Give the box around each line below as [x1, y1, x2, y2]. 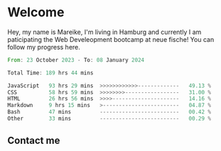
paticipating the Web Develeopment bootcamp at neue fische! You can [7, 35, 215, 43]
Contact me [7, 135, 60, 147]
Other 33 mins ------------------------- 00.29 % [7, 115, 212, 123]
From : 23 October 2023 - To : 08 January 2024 [7, 56, 144, 64]
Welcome [7, 4, 65, 21]
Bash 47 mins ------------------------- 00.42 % [7, 108, 212, 116]
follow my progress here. [7, 43, 80, 51]
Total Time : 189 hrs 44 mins [7, 69, 94, 77]
